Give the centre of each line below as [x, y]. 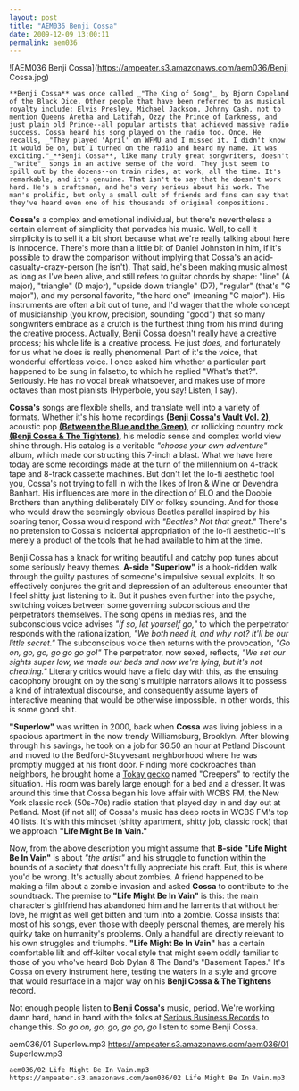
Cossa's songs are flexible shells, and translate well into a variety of [135, 408]
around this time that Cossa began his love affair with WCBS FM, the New [144, 793]
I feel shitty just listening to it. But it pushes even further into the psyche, [142, 595]
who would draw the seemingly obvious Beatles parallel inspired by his [139, 512]
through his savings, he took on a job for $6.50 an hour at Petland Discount [147, 745]
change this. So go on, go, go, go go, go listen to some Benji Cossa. [134, 1027]
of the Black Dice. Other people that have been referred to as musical [147, 102]
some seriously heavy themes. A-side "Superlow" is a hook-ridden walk [143, 567]
